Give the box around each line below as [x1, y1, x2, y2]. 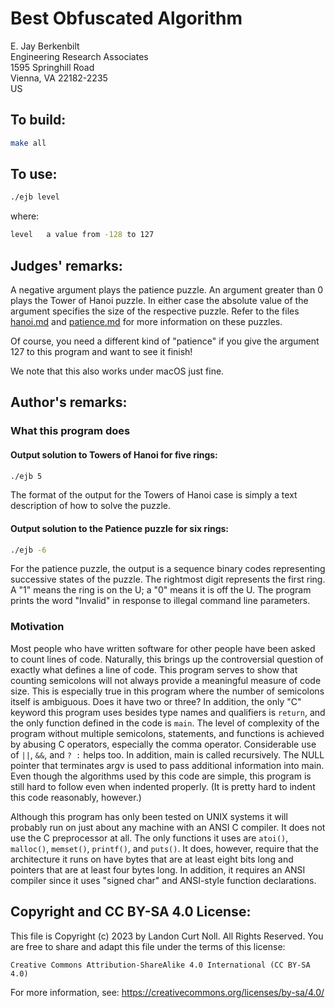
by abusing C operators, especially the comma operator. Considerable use [10, 738, 317, 750]
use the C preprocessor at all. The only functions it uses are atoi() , [10, 832, 289, 844]
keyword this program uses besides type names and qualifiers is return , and [10, 706, 326, 718]
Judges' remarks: [10, 257, 123, 274]
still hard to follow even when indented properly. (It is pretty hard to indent [10, 780, 316, 792]
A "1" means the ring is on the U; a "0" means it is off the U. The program [10, 584, 312, 596]
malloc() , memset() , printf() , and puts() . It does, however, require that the [10, 842, 319, 854]
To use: [10, 166, 58, 183]
